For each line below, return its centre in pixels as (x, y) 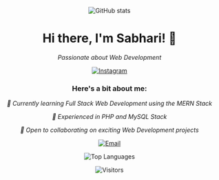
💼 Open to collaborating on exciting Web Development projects (109, 130)
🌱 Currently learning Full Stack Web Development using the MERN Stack (109, 104)
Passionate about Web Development (109, 57)
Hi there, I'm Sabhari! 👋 (109, 38)
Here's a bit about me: (109, 88)
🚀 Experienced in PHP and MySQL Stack (109, 117)
